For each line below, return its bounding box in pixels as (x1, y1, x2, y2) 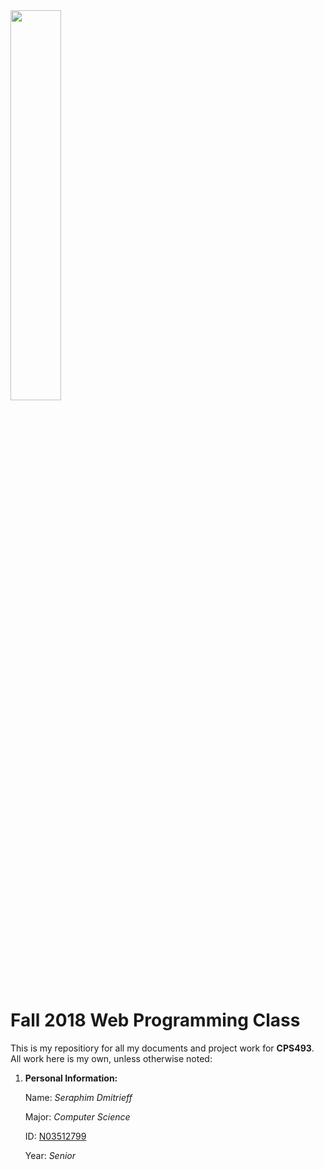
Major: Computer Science (24, 1110, 131, 1123)
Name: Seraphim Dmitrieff (24, 1091, 133, 1103)
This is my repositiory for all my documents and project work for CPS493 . (10, 1042, 315, 1054)
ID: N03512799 (24, 1130, 87, 1142)
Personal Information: (24, 1072, 118, 1084)
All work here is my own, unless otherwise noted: (10, 1052, 213, 1064)
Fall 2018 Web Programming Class (10, 1009, 301, 1032)
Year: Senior (24, 1149, 77, 1161)
